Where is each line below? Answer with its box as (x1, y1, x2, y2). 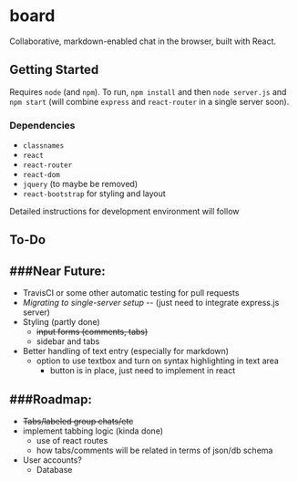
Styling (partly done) (22, 317, 100, 328)
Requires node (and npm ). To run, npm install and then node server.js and (9, 86, 287, 97)
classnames (22, 141, 65, 151)
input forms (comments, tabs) (36, 326, 149, 338)
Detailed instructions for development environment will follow (9, 206, 240, 217)
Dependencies (9, 119, 76, 131)
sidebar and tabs (36, 336, 100, 347)
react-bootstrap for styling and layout (22, 188, 166, 199)
